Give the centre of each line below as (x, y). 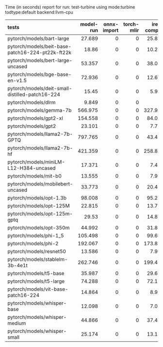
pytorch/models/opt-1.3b (37, 198)
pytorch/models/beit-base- (40, 46)
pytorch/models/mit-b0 (34, 176)
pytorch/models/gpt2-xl (35, 118)
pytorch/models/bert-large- (40, 60)
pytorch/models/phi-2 (33, 244)
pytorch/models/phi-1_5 (36, 236)
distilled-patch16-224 (34, 94)
